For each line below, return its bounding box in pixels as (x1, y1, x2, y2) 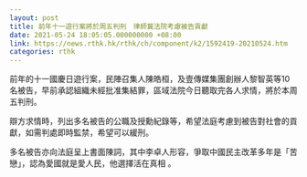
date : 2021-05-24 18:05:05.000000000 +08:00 (9, 30, 182, 39)
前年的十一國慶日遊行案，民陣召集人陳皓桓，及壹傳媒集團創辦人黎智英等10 (9, 74, 291, 85)
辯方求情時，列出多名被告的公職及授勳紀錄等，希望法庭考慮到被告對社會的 (9, 116, 290, 127)
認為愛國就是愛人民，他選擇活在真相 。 (28, 158, 176, 169)
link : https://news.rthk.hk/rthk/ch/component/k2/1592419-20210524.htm (9, 38, 288, 48)
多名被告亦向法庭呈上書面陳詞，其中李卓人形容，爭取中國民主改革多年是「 (9, 147, 290, 158)
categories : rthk (9, 47, 76, 57)
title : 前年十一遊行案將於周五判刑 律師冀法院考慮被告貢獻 (9, 22, 208, 31)
